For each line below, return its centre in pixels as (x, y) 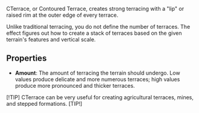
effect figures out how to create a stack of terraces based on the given (94, 33)
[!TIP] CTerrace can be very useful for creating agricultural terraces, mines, (100, 97)
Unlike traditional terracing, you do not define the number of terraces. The (98, 27)
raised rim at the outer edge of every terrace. (62, 15)
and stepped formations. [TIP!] (44, 103)
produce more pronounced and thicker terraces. (75, 85)
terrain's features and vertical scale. (51, 39)
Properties (27, 59)
